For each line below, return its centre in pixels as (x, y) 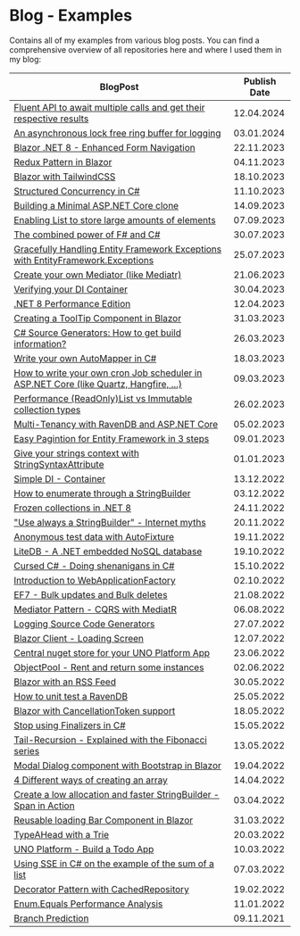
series (27, 750)
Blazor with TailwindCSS (65, 177)
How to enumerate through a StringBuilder (102, 493)
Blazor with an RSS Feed (65, 682)
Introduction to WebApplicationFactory (95, 580)
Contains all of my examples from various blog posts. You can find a (135, 40)
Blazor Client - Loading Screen (79, 638)
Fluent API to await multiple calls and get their (109, 107)
